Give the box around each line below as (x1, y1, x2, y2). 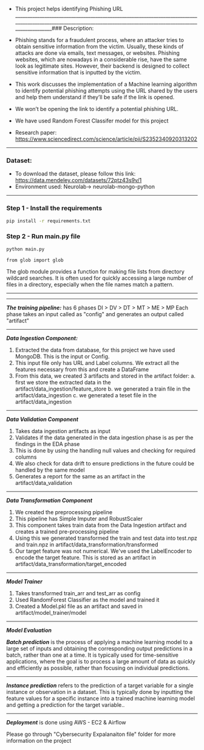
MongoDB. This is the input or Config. (15, 353, 110, 360)
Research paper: (15, 129, 57, 136)
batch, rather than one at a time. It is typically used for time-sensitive (6, 651, 179, 659)
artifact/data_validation (15, 479, 73, 486)
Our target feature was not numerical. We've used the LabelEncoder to (15, 547, 192, 554)
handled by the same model (15, 466, 85, 473)
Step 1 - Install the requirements (6, 204, 102, 213)
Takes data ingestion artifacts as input (15, 427, 110, 434)
